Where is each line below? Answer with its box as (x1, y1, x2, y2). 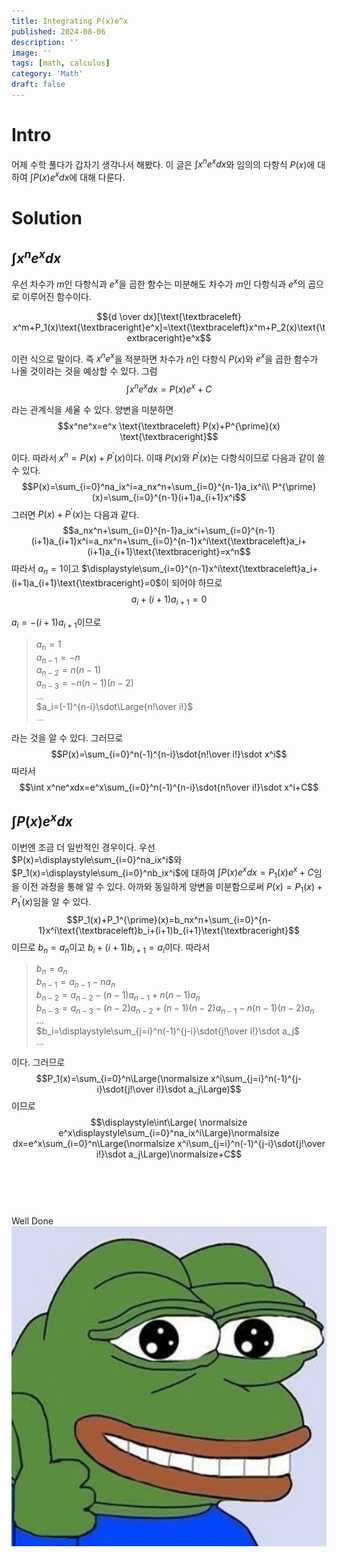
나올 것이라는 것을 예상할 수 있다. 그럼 (11, 365, 158, 377)
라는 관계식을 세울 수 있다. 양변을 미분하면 (11, 404, 174, 416)
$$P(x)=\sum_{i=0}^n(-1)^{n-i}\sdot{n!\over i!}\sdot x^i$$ (50, 748, 288, 760)
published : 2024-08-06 (11, 26, 106, 37)
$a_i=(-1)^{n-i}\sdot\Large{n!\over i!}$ (35, 700, 194, 712)
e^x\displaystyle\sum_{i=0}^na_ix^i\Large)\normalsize (58, 1127, 280, 1139)
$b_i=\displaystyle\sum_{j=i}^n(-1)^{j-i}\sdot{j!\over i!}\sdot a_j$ (35, 1025, 301, 1037)
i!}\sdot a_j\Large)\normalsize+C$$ (95, 1148, 243, 1160)
